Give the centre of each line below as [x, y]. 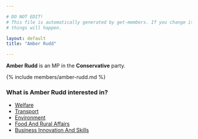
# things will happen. [34, 28]
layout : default [26, 38]
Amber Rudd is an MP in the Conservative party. [66, 66]
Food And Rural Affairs [42, 124]
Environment [30, 118]
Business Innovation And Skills [52, 130]
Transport [27, 111]
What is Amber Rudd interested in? [57, 92]
